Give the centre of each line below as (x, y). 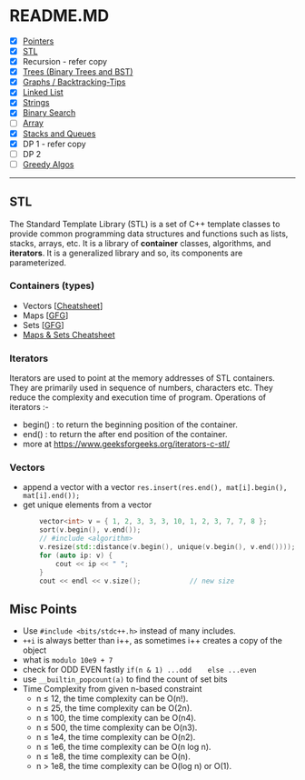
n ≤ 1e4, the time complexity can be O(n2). (116, 737)
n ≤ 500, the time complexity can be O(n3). (117, 727)
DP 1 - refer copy (54, 144)
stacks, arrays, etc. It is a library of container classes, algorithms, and (140, 243)
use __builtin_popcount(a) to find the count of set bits (125, 679)
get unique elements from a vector (87, 505)
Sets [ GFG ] (44, 325)
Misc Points (43, 609)
